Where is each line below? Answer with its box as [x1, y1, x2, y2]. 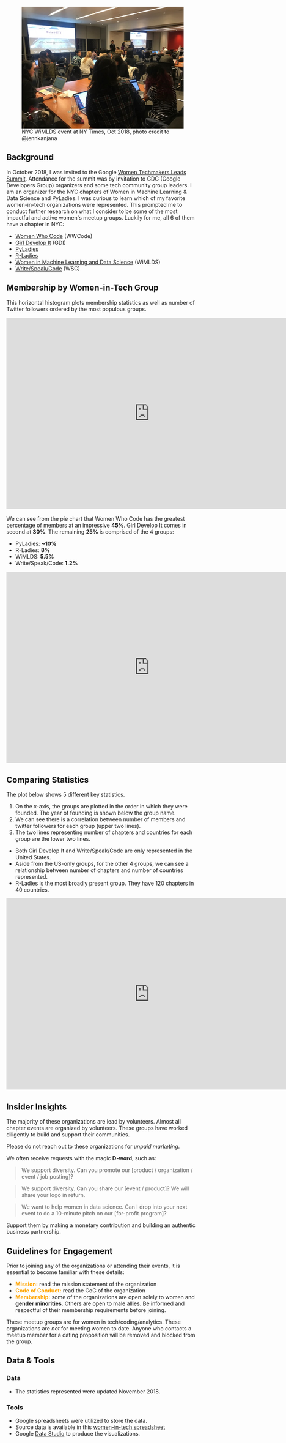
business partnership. [6, 1228, 61, 1236]
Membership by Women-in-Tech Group [6, 283, 159, 293]
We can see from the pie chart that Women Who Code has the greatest [6, 515, 185, 522]
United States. [15, 854, 51, 861]
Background [6, 152, 54, 163]
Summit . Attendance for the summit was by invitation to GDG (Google [6, 175, 181, 182]
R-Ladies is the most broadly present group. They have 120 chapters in [15, 879, 194, 887]
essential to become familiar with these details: [6, 1269, 125, 1276]
